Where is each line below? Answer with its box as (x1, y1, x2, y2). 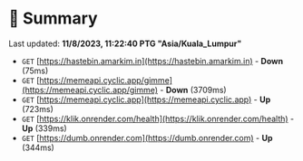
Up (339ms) (21, 122, 67, 134)
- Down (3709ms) (160, 84, 228, 95)
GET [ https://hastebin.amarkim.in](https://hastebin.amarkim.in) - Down (21, 55, 283, 66)
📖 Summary (8, 8, 98, 29)
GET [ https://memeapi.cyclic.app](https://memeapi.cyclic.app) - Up (21, 94, 271, 105)
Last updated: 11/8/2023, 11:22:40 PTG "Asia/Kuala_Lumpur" (8, 38, 242, 49)
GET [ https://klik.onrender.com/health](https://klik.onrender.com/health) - (21, 113, 295, 124)
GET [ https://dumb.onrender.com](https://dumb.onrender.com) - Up (21, 132, 273, 143)
